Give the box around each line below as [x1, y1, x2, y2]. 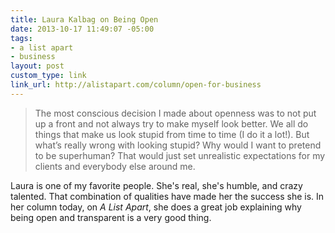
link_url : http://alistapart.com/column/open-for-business [10, 80, 262, 90]
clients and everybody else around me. [34, 160, 196, 172]
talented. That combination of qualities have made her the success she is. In [10, 190, 325, 202]
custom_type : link [10, 71, 87, 81]
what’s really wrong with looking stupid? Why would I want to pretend [34, 139, 322, 151]
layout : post [10, 61, 65, 71]
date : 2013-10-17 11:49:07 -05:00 [10, 24, 155, 34]
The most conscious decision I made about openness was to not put [34, 107, 317, 119]
